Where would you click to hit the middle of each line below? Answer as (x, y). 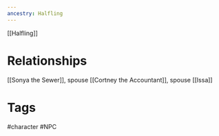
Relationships (47, 61)
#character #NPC (32, 126)
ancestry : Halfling (35, 13)
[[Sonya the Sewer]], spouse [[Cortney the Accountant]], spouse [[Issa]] (110, 80)
